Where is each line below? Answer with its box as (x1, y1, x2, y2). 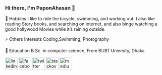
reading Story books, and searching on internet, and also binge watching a (5, 21, 158, 27)
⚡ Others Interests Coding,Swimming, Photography (5, 36, 109, 42)
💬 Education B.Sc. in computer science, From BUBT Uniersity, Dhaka (5, 48, 145, 54)
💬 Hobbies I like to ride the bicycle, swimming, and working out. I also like (5, 16, 155, 22)
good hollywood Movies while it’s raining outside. (5, 26, 106, 32)
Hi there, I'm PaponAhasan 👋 (5, 4, 76, 11)
